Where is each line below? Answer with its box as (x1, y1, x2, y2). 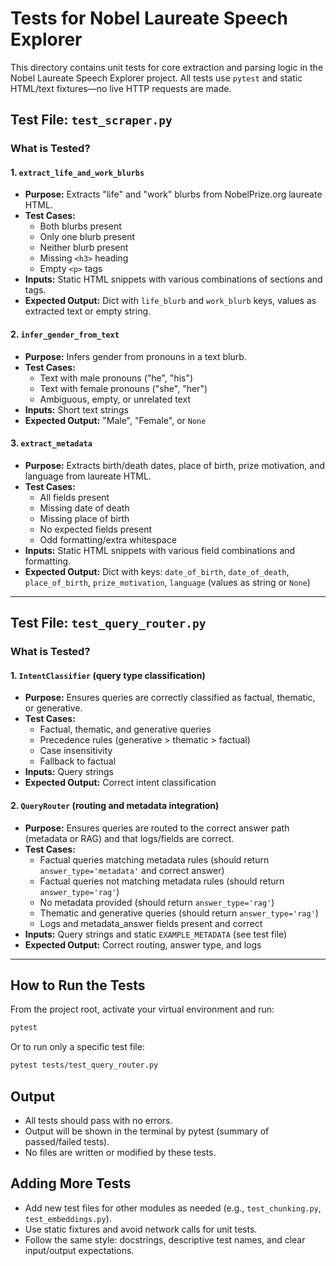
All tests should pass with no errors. (24, 1114, 173, 1126)
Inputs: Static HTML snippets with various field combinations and (24, 544, 296, 556)
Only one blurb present (39, 231, 136, 243)
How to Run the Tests (10, 977, 146, 994)
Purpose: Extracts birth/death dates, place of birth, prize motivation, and (24, 459, 326, 471)
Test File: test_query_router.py (10, 615, 207, 632)
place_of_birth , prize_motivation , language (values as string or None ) (24, 576, 311, 588)
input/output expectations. (24, 1244, 135, 1256)
